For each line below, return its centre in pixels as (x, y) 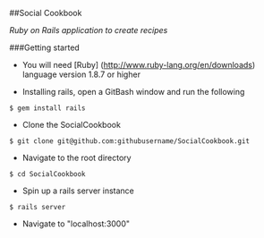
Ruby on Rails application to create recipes (89, 30)
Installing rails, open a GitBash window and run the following (133, 92)
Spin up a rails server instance (78, 191)
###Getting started (45, 47)
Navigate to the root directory (77, 157)
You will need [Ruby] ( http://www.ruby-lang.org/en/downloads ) (139, 65)
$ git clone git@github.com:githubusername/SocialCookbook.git (130, 141)
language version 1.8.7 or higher (81, 74)
